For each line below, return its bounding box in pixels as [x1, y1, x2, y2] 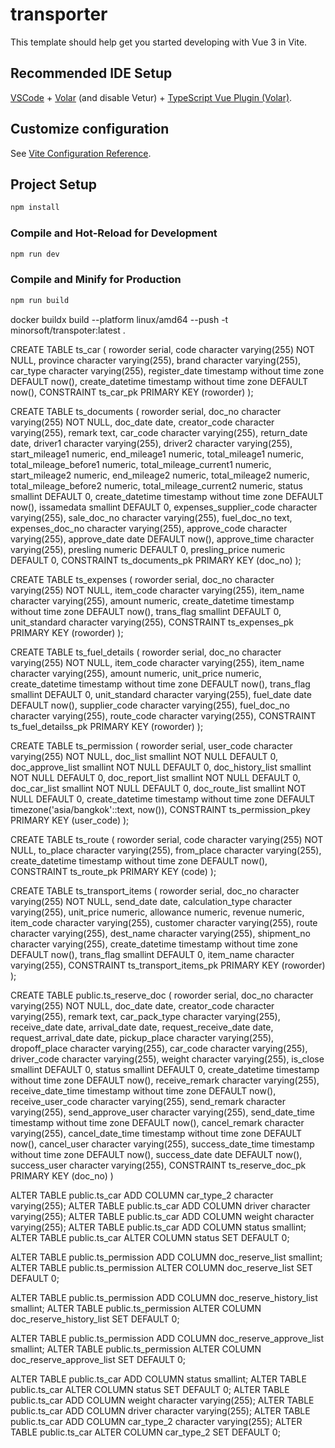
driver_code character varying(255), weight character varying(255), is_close [10, 1053, 325, 1065]
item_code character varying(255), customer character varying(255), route [10, 916, 318, 928]
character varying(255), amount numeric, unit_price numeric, [10, 667, 262, 679]
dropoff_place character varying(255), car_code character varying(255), [10, 1042, 308, 1054]
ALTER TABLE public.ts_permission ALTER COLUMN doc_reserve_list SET [10, 1261, 313, 1273]
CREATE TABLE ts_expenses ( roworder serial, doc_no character [10, 573, 275, 585]
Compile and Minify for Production [10, 273, 182, 287]
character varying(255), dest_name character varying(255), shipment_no [10, 927, 311, 939]
